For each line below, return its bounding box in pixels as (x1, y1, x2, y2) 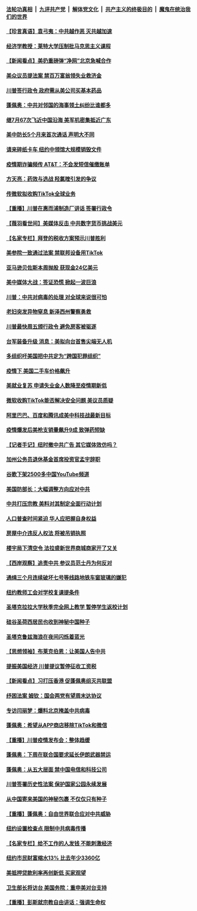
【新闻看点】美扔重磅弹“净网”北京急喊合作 (6, 57, 112, 64)
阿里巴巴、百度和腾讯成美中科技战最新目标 (6, 412, 111, 419)
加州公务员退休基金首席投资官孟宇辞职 (6, 456, 100, 463)
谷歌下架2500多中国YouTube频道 (6, 471, 90, 477)
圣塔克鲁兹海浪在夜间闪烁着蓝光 (6, 633, 85, 640)
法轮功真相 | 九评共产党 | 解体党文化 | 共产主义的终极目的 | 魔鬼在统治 (6, 5, 186, 13)
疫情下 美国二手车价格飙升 (6, 367, 70, 374)
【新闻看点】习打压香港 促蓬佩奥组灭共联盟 (6, 677, 112, 684)
